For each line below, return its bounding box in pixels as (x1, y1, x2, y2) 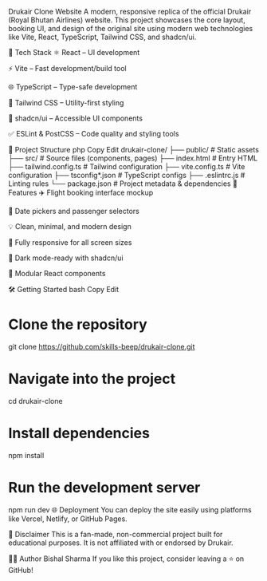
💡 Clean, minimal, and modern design (8, 222, 132, 231)
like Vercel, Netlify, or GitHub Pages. (8, 514, 128, 524)
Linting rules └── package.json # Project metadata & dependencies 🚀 (8, 179, 238, 188)
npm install (8, 450, 45, 460)
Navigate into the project (8, 370, 176, 388)
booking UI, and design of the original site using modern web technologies (8, 24, 253, 33)
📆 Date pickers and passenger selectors (8, 207, 139, 215)
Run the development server (8, 479, 201, 496)
